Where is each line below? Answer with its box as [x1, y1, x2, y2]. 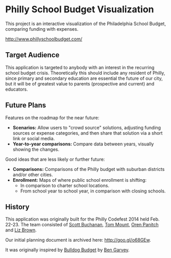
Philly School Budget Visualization [5, 4, 154, 15]
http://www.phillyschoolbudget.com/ [5, 36, 83, 42]
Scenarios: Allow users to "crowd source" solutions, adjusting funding [12, 124, 161, 131]
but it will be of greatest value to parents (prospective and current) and [5, 80, 155, 87]
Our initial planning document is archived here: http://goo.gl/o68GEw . [5, 237, 152, 243]
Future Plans [5, 101, 46, 110]
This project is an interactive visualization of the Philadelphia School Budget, [5, 20, 166, 27]
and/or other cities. [12, 171, 53, 178]
